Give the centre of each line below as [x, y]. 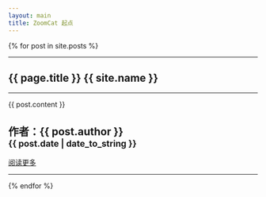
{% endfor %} [31, 186]
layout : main [30, 15]
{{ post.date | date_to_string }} [72, 143]
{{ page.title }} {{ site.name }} [83, 77]
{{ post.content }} [37, 105]
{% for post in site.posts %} [53, 45]
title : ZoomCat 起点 [41, 23]
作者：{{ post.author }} [66, 131]
